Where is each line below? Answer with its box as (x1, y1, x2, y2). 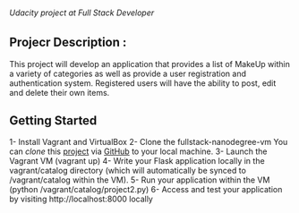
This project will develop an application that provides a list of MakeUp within (9, 58, 291, 69)
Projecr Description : (9, 35, 127, 50)
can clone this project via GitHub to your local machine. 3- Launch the (9, 146, 268, 157)
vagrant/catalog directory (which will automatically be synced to (9, 166, 246, 176)
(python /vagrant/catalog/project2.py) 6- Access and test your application (9, 184, 283, 195)
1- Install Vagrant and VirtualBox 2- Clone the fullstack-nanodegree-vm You (9, 137, 288, 148)
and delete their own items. (9, 87, 110, 98)
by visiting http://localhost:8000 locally (9, 193, 154, 205)
